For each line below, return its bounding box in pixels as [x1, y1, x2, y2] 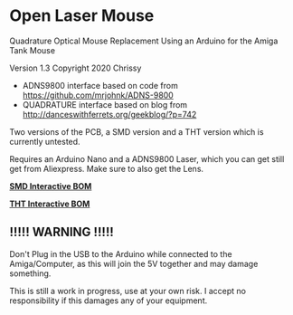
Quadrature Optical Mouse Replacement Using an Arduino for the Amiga [9, 35, 279, 46]
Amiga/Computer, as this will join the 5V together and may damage [9, 258, 259, 269]
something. [9, 268, 52, 279]
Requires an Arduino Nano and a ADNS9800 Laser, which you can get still [9, 153, 285, 164]
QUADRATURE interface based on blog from [22, 99, 188, 110]
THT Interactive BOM [9, 198, 90, 209]
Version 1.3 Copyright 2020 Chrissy [9, 62, 142, 73]
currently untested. [9, 136, 80, 147]
